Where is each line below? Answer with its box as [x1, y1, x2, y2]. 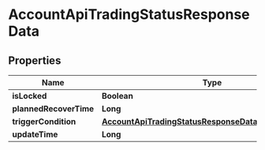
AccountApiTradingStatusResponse [8, 6, 250, 24]
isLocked [12, 91, 47, 101]
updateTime [12, 129, 58, 140]
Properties [8, 54, 62, 67]
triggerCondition [12, 116, 77, 127]
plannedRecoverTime [12, 103, 95, 114]
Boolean [101, 91, 134, 101]
